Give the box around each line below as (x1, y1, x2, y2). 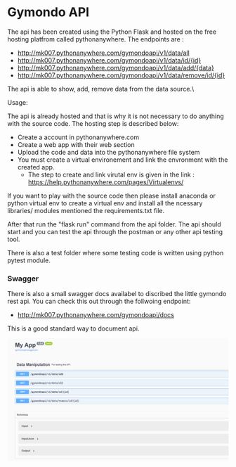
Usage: (7, 98, 28, 106)
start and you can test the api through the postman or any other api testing (7, 227, 223, 236)
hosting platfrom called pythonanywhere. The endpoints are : (7, 34, 184, 43)
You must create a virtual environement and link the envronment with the (17, 155, 228, 164)
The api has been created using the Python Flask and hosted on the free (7, 27, 216, 36)
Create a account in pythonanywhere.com (17, 133, 139, 141)
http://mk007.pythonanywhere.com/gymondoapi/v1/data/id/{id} (17, 56, 202, 64)
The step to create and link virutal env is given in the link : (27, 170, 195, 179)
